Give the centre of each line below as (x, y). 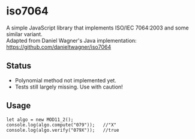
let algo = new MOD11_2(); (40, 119)
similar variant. (25, 34)
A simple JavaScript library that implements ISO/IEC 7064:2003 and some (97, 28)
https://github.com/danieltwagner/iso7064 (59, 47)
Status (19, 66)
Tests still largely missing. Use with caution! (69, 87)
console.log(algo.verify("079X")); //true (63, 130)
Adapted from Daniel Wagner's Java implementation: (71, 40)
